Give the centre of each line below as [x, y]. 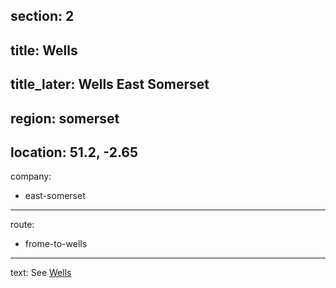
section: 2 [42, 16]
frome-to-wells [56, 244]
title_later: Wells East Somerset [110, 84]
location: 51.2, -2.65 [74, 152]
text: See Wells [41, 273]
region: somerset [65, 118]
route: [22, 225]
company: [31, 176]
